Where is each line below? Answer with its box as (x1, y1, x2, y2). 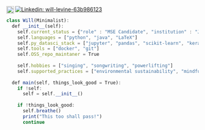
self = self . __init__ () (22, 91, 84, 97)
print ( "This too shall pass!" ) (22, 113, 103, 120)
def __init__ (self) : (12, 23, 64, 29)
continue (22, 119, 45, 125)
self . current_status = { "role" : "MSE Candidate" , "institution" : (17, 29, 192, 35)
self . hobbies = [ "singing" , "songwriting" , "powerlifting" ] (17, 63, 173, 69)
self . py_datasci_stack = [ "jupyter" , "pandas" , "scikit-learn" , (17, 40, 184, 46)
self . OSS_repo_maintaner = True (17, 52, 99, 58)
